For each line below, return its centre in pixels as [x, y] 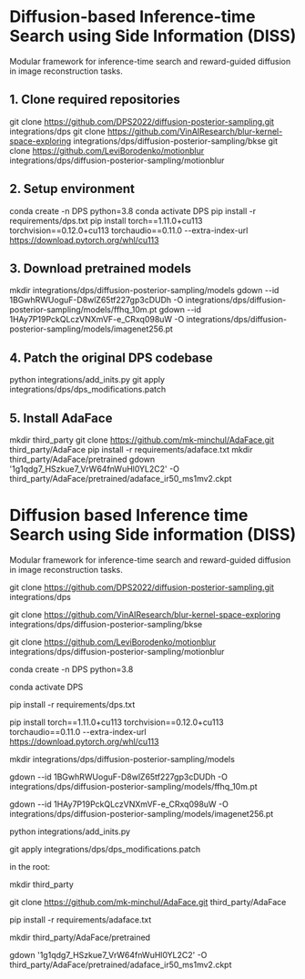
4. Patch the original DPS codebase [112, 357]
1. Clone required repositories [95, 100]
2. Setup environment [72, 189]
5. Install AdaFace [61, 418]
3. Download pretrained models [100, 268]
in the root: [30, 866]
